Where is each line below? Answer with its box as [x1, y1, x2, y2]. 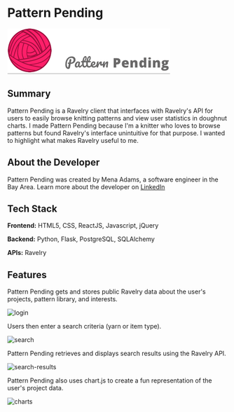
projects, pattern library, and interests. [7, 295, 118, 303]
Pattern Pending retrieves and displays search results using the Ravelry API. [7, 349, 226, 358]
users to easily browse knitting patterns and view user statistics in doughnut [7, 114, 228, 122]
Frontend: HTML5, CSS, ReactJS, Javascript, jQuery [7, 221, 159, 230]
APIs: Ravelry [7, 249, 47, 257]
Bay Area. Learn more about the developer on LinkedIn [7, 182, 165, 191]
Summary [7, 88, 51, 99]
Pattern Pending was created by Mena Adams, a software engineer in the [7, 175, 219, 184]
